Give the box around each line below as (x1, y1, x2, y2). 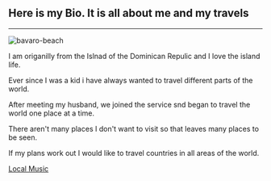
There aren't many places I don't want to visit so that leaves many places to (8, 124, 260, 133)
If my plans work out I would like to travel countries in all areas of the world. (8, 148, 260, 158)
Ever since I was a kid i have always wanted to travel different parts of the (8, 75, 253, 85)
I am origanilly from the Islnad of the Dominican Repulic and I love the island (8, 51, 261, 61)
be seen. (8, 133, 38, 142)
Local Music (8, 163, 49, 173)
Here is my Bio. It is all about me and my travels (8, 6, 249, 20)
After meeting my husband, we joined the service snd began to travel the (8, 99, 251, 109)
